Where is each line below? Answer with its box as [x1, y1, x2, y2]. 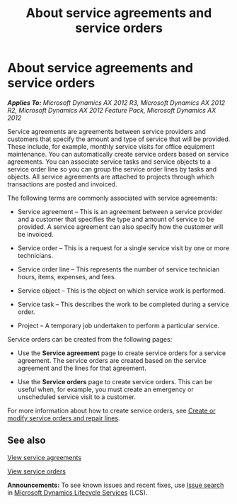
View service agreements [7, 453, 82, 461]
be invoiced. [17, 230, 54, 238]
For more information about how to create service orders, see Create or [7, 406, 216, 415]
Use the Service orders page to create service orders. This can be [17, 377, 212, 386]
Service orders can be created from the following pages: [7, 335, 173, 343]
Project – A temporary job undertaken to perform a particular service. [17, 321, 220, 330]
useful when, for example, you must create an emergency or [17, 385, 194, 393]
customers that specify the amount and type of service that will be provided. [7, 135, 231, 143]
